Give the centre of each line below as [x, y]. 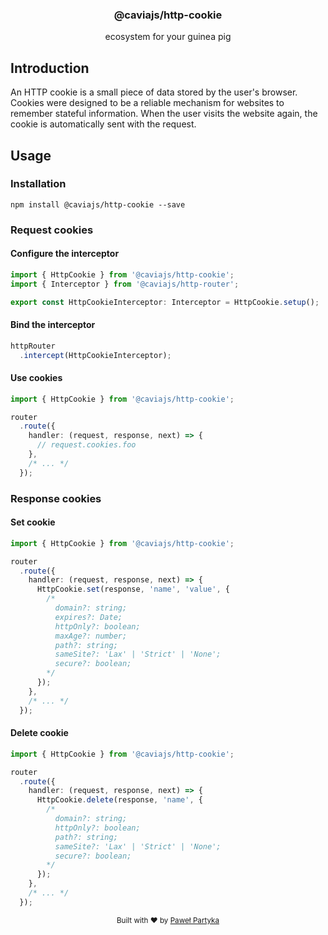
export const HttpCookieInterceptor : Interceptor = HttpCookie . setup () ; [165, 302]
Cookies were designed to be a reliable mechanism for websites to [147, 103]
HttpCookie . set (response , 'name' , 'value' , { [133, 589]
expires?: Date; [88, 617]
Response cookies [56, 498]
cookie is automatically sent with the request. [103, 124]
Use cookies [36, 378]
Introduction [50, 68]
